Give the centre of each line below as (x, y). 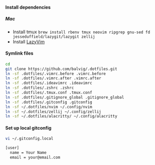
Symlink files (19, 53)
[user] (12, 148)
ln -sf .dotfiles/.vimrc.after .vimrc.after (53, 78)
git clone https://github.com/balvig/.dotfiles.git (61, 69)
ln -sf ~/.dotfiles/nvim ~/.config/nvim (49, 107)
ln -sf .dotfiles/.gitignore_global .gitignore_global (65, 97)
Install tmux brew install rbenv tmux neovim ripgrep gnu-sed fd (81, 32)
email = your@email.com (35, 158)
